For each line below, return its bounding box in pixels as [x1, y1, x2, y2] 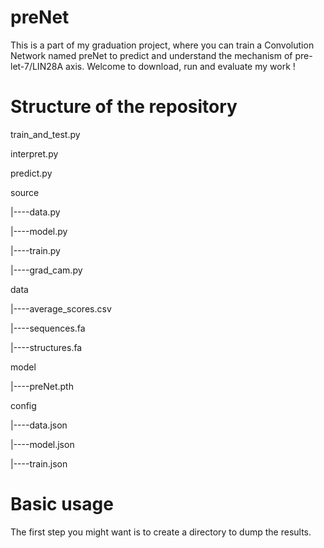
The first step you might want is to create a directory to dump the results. [10, 526, 312, 538]
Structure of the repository [10, 96, 238, 118]
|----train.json [10, 457, 68, 470]
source [10, 186, 40, 198]
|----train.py [10, 244, 61, 256]
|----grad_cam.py [10, 264, 83, 276]
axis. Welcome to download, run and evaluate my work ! [64, 60, 296, 72]
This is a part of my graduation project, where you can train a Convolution [10, 39, 315, 51]
